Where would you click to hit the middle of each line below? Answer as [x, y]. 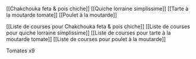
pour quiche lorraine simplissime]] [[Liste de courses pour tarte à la [88, 33]
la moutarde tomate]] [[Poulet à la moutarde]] [61, 15]
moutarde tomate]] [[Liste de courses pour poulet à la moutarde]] [86, 39]
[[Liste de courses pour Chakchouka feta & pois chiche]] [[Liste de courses [98, 27]
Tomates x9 [20, 51]
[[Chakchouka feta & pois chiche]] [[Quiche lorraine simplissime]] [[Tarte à [97, 9]
